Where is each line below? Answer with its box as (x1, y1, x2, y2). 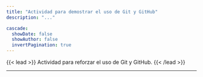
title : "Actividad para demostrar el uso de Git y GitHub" (6, 8, 158, 15)
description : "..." (6, 14, 56, 20)
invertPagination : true (11, 42, 71, 48)
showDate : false (11, 31, 53, 37)
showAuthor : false (11, 37, 59, 43)
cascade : (6, 25, 28, 31)
